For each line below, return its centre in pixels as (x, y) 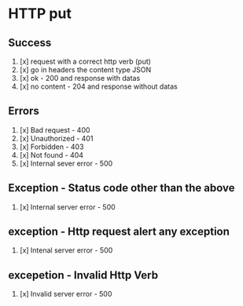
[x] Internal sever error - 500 (66, 163)
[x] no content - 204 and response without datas (99, 86)
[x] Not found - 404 (52, 155)
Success (30, 43)
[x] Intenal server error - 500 (66, 250)
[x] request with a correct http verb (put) (85, 61)
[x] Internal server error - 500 (67, 207)
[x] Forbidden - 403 (52, 147)
